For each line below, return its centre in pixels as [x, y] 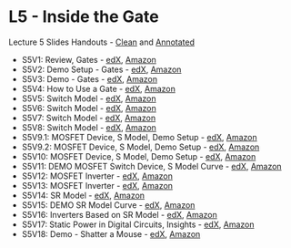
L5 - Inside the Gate [84, 17]
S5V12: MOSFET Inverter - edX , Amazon [97, 176]
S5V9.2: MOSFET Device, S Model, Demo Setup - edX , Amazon [140, 147]
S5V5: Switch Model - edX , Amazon [89, 98]
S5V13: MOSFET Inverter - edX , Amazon [97, 185]
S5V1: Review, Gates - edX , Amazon [89, 59]
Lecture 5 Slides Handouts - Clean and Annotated [102, 42]
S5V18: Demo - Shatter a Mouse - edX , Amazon [111, 233]
